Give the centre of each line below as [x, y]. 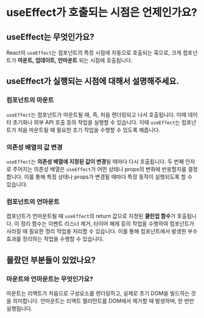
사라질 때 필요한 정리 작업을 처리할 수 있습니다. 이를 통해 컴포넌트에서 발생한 [97, 231]
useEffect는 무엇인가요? [50, 37]
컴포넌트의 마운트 [30, 100]
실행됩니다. [19, 308]
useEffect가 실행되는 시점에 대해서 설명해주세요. [93, 81]
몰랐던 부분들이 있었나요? [51, 260]
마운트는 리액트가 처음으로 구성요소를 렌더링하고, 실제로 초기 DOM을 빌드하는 [98, 293]
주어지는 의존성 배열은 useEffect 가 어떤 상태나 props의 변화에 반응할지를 [100, 169]
